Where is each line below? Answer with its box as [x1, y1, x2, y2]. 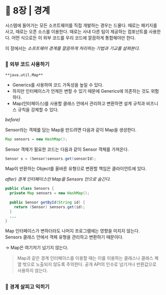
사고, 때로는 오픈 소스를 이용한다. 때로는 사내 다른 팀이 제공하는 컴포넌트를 [5, 28, 148, 34]
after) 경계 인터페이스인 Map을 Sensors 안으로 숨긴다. [5, 176, 111, 182]
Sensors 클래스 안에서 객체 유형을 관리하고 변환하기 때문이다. [5, 234, 124, 240]
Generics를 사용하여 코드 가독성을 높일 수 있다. [12, 82, 104, 88]
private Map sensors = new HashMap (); [9, 191, 90, 196]
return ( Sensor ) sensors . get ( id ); [14, 204, 85, 209]
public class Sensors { [5, 186, 55, 191]
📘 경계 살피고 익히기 [5, 283, 50, 290]
